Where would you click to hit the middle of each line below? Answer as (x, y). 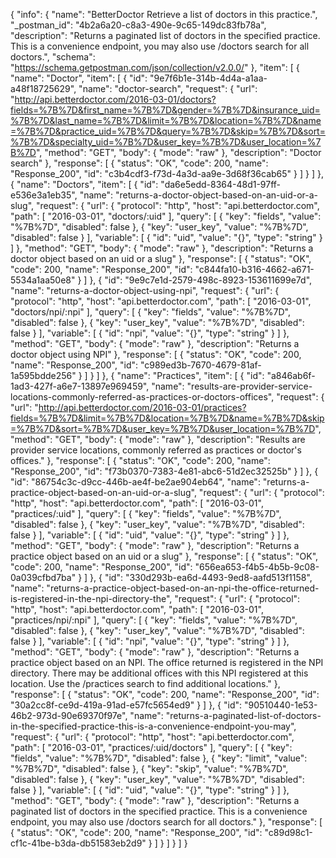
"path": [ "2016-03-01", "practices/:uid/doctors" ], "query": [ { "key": (151, 747)
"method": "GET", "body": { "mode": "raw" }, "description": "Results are (158, 439)
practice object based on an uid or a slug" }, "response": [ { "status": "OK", (164, 556)
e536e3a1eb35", (44, 195)
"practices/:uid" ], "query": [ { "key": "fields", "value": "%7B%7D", (146, 513)
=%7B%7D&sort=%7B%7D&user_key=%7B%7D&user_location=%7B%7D (163, 428)
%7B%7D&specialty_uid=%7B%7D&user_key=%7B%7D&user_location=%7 (166, 142)
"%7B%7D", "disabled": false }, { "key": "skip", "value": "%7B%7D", (149, 768)
